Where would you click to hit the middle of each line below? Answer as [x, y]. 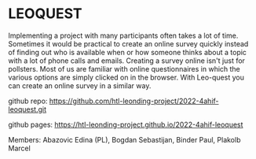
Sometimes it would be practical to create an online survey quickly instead [128, 43]
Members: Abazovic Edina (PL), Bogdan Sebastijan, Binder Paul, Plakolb [124, 139]
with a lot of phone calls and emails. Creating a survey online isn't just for [127, 61]
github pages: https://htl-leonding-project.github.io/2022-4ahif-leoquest [126, 124]
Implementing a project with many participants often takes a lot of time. [123, 35]
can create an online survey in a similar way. [80, 85]
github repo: [28, 101]
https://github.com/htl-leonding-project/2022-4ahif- [134, 101]
